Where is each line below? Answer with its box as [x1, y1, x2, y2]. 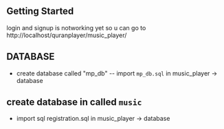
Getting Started [6, 5, 74, 17]
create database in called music [6, 96, 142, 108]
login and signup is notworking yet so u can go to [6, 23, 146, 32]
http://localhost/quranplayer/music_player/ [6, 31, 127, 39]
